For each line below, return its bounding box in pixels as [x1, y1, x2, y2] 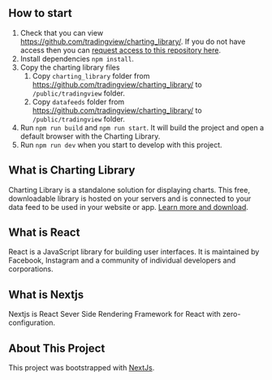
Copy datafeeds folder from [32, 96, 125, 106]
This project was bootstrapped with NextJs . [8, 363, 155, 373]
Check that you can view [19, 28, 104, 37]
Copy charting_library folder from [32, 70, 150, 80]
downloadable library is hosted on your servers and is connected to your [8, 194, 252, 203]
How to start [8, 6, 72, 20]
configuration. [8, 318, 55, 327]
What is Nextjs [8, 288, 84, 301]
